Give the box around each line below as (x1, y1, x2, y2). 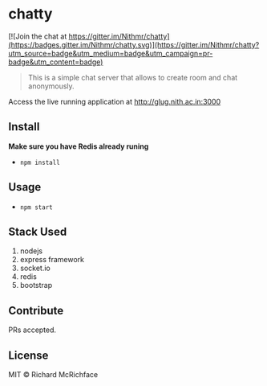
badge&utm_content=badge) (8, 57, 103, 67)
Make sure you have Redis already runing (8, 142, 149, 151)
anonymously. (27, 81, 75, 91)
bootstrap (19, 281, 53, 290)
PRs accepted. (8, 325, 57, 335)
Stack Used (8, 224, 67, 238)
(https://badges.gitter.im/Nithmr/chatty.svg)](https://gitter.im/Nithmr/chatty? (8, 39, 260, 49)
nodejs (19, 246, 42, 256)
